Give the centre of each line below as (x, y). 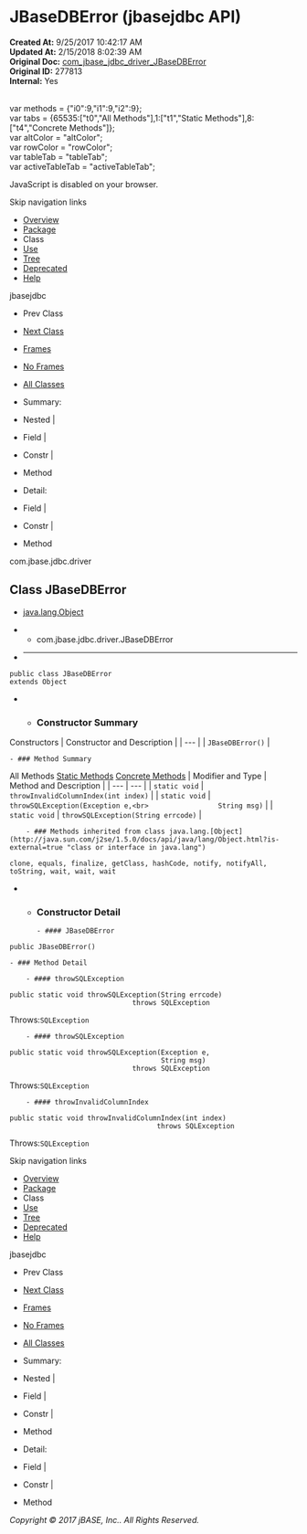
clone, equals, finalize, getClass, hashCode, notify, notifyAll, (138, 864)
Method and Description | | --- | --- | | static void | (106, 786)
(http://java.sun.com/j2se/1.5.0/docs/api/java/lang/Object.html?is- (145, 840)
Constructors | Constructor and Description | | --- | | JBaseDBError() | (140, 743)
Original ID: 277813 (46, 71)
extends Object (38, 682)
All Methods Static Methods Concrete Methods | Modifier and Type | (138, 776)
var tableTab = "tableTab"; (58, 156)
